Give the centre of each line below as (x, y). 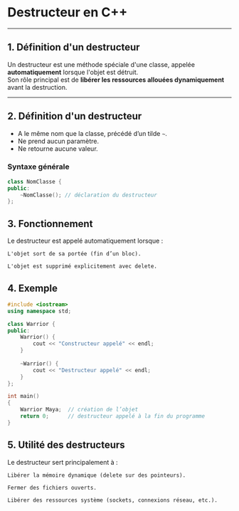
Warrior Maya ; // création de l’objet (79, 410)
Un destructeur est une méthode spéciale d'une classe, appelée (101, 64)
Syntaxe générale (38, 167)
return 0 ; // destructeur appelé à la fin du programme (112, 416)
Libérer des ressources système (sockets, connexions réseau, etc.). (113, 500)
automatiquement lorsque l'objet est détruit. (73, 72)
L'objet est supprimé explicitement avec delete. (83, 267)
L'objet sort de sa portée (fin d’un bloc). (74, 254)
